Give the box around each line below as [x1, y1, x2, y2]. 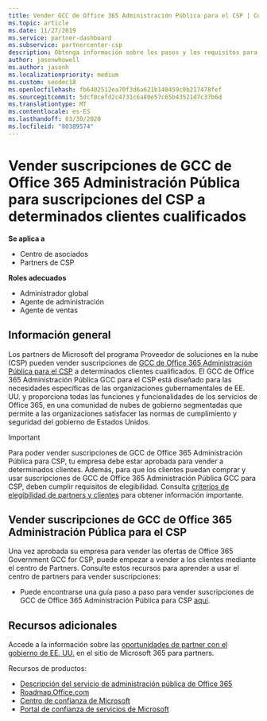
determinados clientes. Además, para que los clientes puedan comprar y [8, 464, 246, 474]
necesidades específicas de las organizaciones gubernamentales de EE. [8, 383, 246, 393]
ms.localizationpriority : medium [8, 71, 119, 79]
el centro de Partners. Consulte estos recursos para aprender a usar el [8, 564, 240, 573]
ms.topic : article [8, 19, 69, 27]
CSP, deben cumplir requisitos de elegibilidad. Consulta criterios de [8, 482, 230, 491]
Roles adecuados [8, 273, 67, 282]
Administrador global [19, 288, 89, 298]
